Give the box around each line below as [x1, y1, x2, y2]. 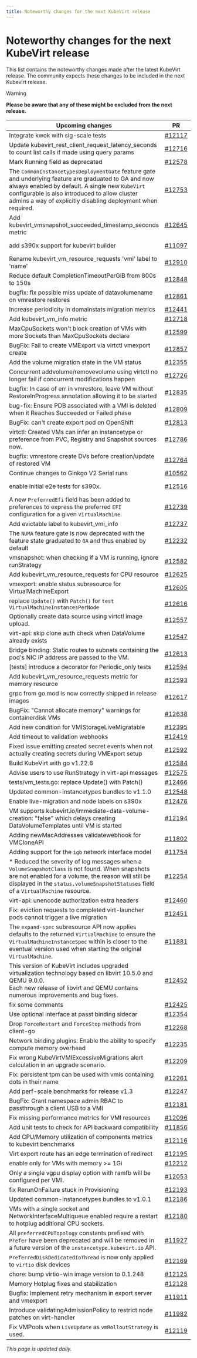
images [9, 697, 29, 705]
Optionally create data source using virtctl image [9, 612, 142, 620]
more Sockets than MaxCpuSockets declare [9, 331, 130, 339]
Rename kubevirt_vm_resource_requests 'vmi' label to [9, 254, 157, 263]
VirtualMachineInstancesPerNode [9, 604, 100, 611]
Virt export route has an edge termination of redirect [9, 1149, 153, 1158]
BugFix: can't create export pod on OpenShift [9, 418, 134, 426]
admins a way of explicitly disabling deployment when [9, 196, 158, 204]
